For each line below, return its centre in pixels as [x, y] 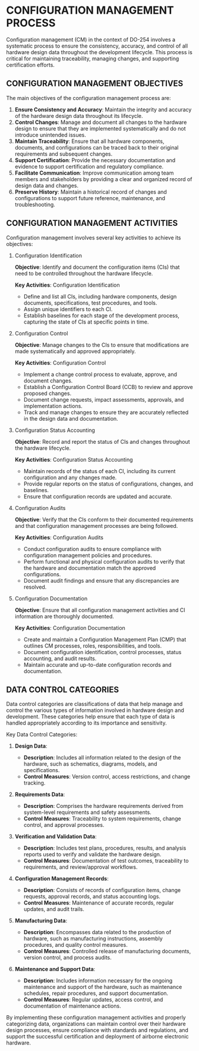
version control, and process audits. [67, 957]
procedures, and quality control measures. [75, 945]
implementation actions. [53, 406]
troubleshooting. [35, 204]
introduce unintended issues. [50, 135]
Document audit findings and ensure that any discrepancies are [101, 580]
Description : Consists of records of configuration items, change [102, 890]
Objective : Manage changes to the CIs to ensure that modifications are [102, 345]
